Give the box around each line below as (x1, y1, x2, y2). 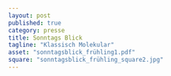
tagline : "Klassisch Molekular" (8, 41, 114, 49)
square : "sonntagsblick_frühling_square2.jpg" (8, 56, 164, 64)
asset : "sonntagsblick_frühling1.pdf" (8, 48, 136, 56)
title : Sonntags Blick (8, 33, 83, 42)
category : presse (8, 26, 65, 34)
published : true (8, 19, 61, 27)
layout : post (8, 11, 51, 20)
